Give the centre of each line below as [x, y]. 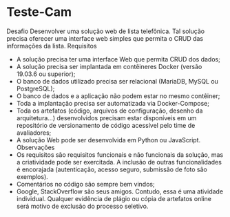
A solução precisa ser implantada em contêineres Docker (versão [109, 66]
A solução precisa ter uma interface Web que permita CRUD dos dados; [118, 59]
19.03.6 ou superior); [46, 74]
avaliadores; [34, 133]
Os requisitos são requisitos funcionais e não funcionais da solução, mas [120, 154]
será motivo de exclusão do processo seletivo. [82, 206]
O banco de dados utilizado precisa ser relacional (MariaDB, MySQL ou [117, 81]
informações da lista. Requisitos [52, 46]
